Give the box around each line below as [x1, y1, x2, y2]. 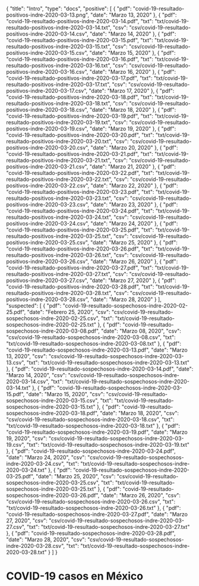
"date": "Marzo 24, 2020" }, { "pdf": [90, 220, 178, 227]
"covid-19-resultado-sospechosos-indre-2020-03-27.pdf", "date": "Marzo [6, 511, 188, 518]
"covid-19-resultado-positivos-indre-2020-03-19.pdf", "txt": [6, 112, 153, 120]
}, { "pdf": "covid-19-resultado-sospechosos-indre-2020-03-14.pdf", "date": [6, 365, 194, 372]
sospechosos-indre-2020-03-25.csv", [6, 479, 100, 486]
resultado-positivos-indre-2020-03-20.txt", [6, 138, 113, 145]
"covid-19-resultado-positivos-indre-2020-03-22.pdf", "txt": [6, 170, 154, 176]
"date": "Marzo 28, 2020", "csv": [6, 536, 86, 543]
